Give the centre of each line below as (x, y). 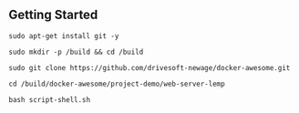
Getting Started (53, 15)
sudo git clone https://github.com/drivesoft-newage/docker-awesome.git (149, 67)
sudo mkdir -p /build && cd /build (76, 52)
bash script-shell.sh (50, 99)
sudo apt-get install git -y (64, 36)
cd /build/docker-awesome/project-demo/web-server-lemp (117, 84)
